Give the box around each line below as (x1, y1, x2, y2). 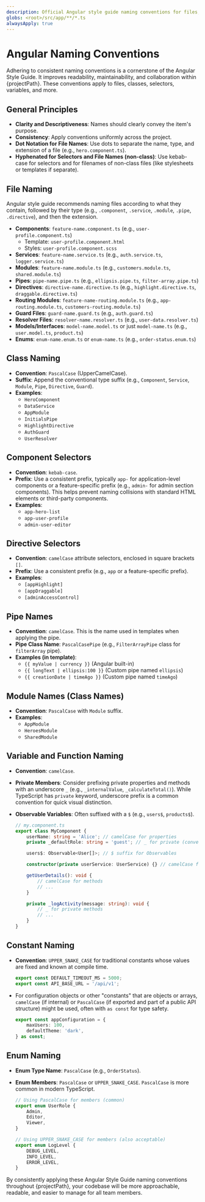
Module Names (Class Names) (6, 691, 124, 701)
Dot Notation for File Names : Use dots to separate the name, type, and (15, 140, 194, 148)
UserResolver (24, 435, 58, 441)
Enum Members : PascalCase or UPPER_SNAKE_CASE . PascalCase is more (15, 1078, 189, 1086)
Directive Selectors (6, 538, 81, 549)
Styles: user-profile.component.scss (24, 244, 117, 252)
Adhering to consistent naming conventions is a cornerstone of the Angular (6, 67, 195, 74)
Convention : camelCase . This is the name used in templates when (15, 628, 179, 635)
